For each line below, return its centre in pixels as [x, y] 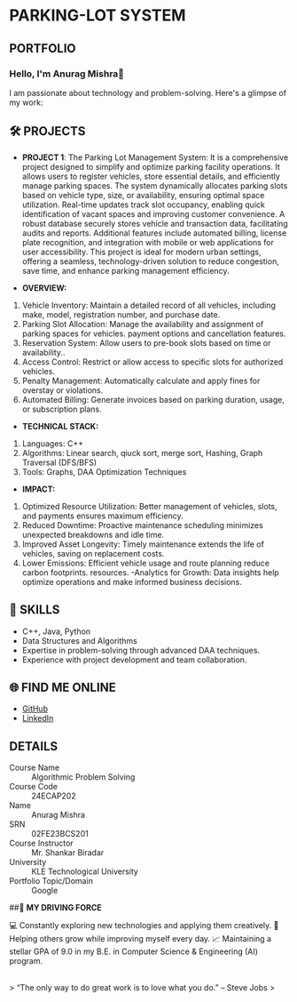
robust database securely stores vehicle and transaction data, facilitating [155, 223]
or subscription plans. [62, 409]
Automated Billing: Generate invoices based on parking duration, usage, [153, 399]
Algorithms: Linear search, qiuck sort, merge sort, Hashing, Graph [142, 453]
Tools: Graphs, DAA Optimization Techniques [104, 471]
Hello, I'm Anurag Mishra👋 [67, 74]
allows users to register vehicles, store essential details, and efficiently [151, 176]
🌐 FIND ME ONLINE [63, 687]
